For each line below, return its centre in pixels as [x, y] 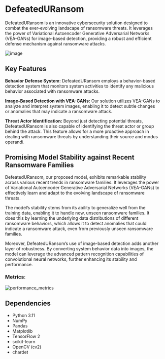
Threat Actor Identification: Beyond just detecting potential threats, [74, 121]
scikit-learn [24, 341]
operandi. [15, 142]
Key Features [26, 69]
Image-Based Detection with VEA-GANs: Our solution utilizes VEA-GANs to [82, 101]
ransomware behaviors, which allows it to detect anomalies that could [76, 223]
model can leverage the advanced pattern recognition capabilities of [75, 254]
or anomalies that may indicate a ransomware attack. [59, 111]
